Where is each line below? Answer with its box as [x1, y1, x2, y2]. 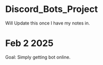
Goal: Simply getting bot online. [5, 54, 71, 60]
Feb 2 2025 [5, 37, 54, 49]
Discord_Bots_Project [5, 3, 98, 15]
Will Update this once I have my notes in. [5, 20, 90, 26]
